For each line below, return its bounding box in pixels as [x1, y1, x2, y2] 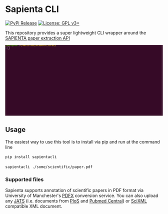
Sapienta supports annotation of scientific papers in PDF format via [5, 187, 144, 193]
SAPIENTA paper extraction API [5, 35, 70, 41]
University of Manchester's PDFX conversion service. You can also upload [5, 192, 158, 198]
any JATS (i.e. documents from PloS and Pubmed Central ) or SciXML [5, 197, 147, 203]
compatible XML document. [5, 203, 62, 209]
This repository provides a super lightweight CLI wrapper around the [5, 29, 146, 35]
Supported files [5, 176, 44, 183]
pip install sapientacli [5, 154, 57, 159]
